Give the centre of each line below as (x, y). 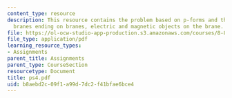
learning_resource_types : (44, 46)
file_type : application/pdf (48, 39)
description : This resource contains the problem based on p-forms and (112, 20)
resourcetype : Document (41, 71)
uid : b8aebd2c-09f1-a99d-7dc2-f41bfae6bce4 (71, 84)
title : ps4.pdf (29, 78)
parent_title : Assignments (46, 59)
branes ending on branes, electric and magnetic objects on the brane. (119, 26)
